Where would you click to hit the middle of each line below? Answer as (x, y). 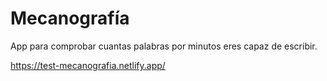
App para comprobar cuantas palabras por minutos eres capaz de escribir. (164, 46)
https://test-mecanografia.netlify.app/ (88, 65)
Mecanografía (70, 18)
